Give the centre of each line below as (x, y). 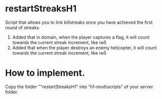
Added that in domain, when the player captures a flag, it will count (81, 37)
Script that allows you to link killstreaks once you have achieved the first (79, 22)
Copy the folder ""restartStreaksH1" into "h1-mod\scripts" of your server (79, 87)
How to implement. (45, 73)
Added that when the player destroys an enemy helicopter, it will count (84, 48)
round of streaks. (23, 27)
